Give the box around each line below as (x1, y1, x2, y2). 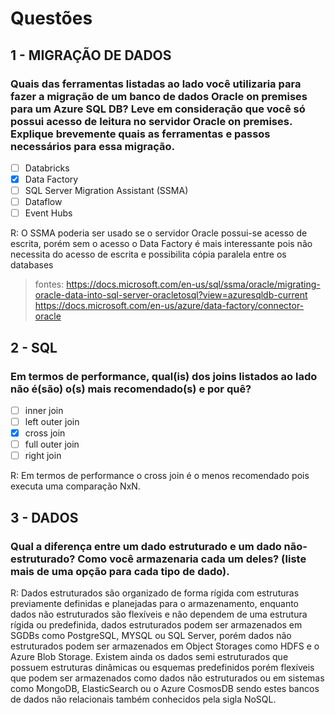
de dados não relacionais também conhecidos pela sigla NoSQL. (10, 693, 277, 705)
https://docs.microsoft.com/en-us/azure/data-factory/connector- (34, 300, 305, 312)
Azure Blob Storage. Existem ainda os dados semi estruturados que (10, 650, 289, 662)
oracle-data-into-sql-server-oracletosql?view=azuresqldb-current (34, 289, 308, 301)
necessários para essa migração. (10, 139, 175, 153)
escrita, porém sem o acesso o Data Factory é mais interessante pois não (10, 238, 313, 250)
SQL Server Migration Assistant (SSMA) (24, 185, 189, 196)
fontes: (34, 278, 65, 291)
